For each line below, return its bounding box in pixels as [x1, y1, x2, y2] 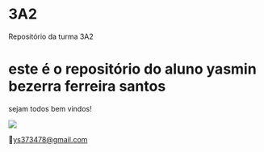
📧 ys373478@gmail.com [8, 134, 88, 144]
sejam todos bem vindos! [8, 103, 92, 113]
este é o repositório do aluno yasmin [8, 60, 257, 78]
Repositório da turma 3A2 [8, 32, 94, 41]
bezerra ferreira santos [8, 78, 166, 95]
